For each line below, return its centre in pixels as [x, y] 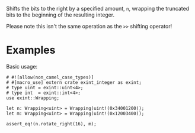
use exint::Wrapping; [33, 98]
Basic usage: [22, 66]
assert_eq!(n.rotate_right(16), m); [51, 124]
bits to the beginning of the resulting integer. [60, 15]
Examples [31, 50]
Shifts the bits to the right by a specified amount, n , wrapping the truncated [98, 9]
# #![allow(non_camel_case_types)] [50, 77]
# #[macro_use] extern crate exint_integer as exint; [74, 82]
